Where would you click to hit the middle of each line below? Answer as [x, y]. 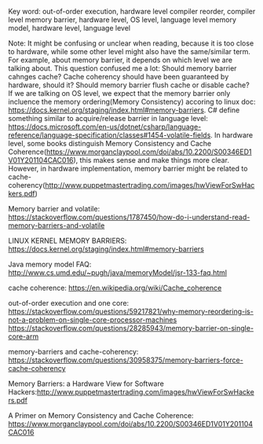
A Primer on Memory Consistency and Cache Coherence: [101, 415]
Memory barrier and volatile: [54, 209]
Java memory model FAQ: [50, 264]
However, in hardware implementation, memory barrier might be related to [128, 169]
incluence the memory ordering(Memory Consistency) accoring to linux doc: [132, 102]
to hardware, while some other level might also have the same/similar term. [130, 51]
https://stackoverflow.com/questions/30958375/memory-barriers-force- [126, 360]
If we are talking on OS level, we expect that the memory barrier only [119, 93]
